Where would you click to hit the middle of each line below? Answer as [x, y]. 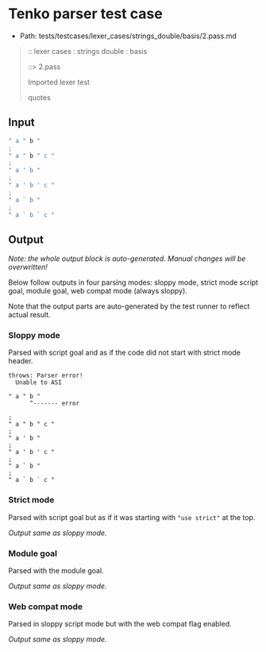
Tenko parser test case [85, 14]
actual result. [29, 315]
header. [21, 361]
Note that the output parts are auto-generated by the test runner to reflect [129, 306]
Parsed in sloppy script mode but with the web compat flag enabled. [120, 624]
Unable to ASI [39, 382]
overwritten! [28, 267]
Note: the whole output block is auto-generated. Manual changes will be [127, 258]
